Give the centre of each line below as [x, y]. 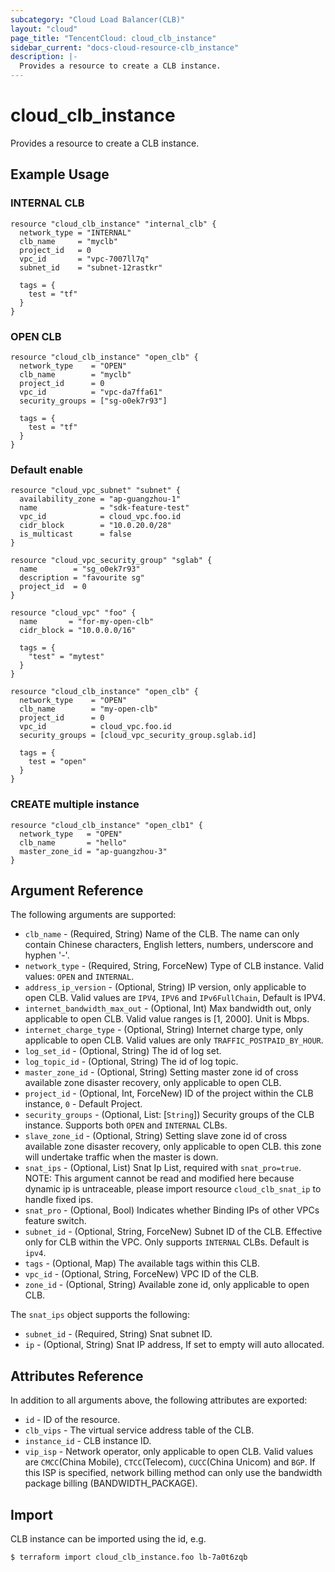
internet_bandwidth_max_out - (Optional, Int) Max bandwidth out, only [168, 1008]
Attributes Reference [77, 1376]
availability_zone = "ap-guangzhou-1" [100, 499]
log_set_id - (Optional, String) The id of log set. [123, 1051]
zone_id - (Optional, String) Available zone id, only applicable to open [167, 1285]
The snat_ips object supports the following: [100, 1315]
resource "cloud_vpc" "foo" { [73, 613]
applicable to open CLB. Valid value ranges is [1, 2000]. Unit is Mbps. [167, 1019]
